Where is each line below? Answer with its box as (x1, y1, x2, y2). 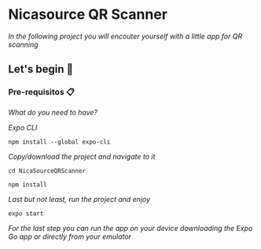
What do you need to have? (8, 108, 98, 117)
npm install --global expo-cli (8, 137, 111, 146)
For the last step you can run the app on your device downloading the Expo (8, 223, 253, 233)
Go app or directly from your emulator (8, 232, 132, 241)
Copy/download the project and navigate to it (8, 152, 156, 161)
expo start (8, 210, 44, 218)
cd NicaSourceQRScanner (8, 167, 86, 174)
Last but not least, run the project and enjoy (8, 194, 151, 203)
